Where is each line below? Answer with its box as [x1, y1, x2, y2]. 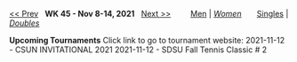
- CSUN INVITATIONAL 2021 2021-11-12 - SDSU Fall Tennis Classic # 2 [9, 44, 268, 55]
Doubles [9, 18, 40, 28]
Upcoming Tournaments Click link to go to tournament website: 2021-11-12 [9, 35, 285, 45]
